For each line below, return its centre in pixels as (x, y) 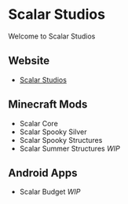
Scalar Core (39, 123)
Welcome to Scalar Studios (52, 36)
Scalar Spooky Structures (61, 140)
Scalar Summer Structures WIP (69, 148)
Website (29, 61)
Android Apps (43, 173)
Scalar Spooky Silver (53, 132)
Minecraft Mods (48, 105)
